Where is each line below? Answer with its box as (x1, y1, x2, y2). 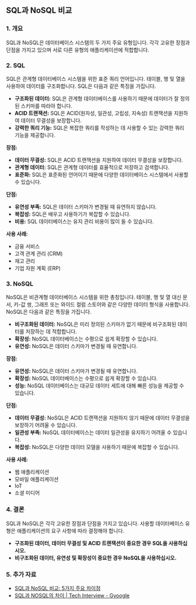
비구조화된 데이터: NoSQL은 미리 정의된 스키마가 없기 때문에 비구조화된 (14, 321, 177, 328)
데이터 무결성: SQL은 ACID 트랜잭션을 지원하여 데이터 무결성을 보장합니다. (14, 156, 183, 163)
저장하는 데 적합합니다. (25, 328, 78, 335)
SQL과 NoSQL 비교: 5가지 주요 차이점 (14, 585, 101, 592)
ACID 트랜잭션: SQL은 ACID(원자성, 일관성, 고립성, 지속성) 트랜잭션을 (14, 109, 173, 116)
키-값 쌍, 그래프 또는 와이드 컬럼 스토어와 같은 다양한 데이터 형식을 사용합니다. (13, 301, 190, 308)
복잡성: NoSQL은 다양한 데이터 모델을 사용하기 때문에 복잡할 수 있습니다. (14, 444, 180, 451)
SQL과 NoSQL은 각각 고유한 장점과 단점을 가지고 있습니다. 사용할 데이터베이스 (6, 520, 184, 527)
